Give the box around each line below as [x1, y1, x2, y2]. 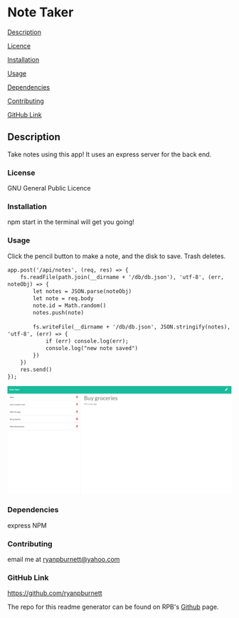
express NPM [7, 521, 48, 530]
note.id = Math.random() [33, 302, 107, 309]
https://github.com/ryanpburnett [7, 589, 102, 597]
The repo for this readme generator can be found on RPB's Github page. [7, 602, 219, 612]
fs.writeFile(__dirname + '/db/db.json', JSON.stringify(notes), [33, 323, 231, 331]
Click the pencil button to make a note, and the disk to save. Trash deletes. [7, 252, 226, 260]
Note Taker [7, 4, 74, 21]
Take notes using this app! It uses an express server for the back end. [7, 150, 212, 159]
